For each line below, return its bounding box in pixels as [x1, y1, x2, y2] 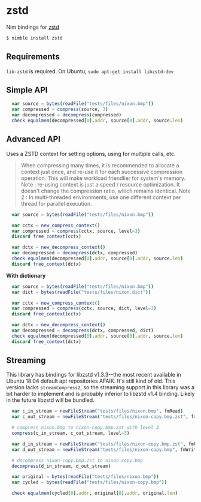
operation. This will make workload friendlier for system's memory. [20, 175, 186, 182]
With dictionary [6, 272, 46, 279]
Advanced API [6, 134, 61, 145]
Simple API [6, 85, 48, 95]
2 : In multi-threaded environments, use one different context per [20, 193, 181, 201]
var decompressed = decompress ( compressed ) [11, 112, 121, 118]
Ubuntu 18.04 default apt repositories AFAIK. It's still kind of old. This [6, 377, 176, 384]
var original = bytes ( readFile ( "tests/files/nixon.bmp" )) [11, 474, 160, 480]
